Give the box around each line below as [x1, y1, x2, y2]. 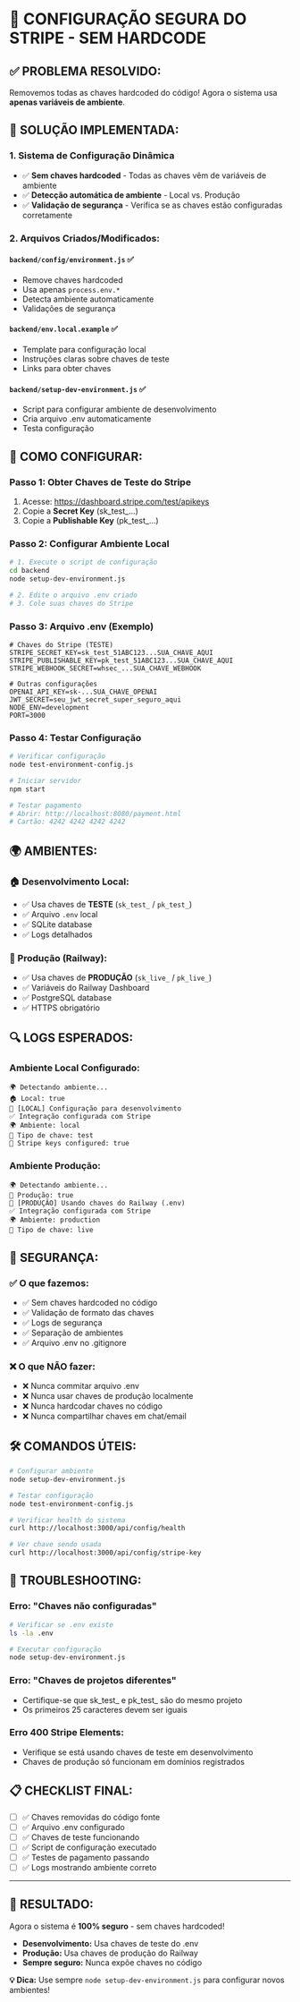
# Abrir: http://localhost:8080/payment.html [9, 809, 181, 818]
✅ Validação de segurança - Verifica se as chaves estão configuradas [21, 200, 283, 210]
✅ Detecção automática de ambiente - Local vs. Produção [21, 189, 241, 200]
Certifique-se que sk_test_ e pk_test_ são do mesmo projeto [21, 1694, 243, 1705]
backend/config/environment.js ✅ [9, 254, 134, 265]
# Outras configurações [9, 679, 98, 688]
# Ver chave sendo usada [9, 1540, 102, 1549]
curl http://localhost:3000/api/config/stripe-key [9, 1548, 202, 1557]
